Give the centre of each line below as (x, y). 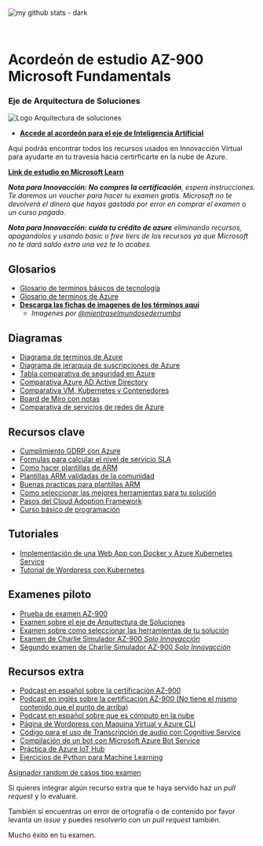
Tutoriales (33, 534)
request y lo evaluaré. (43, 796)
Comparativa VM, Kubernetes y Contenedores (94, 390)
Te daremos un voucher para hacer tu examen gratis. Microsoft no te (120, 196)
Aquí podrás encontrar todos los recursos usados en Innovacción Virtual (125, 149)
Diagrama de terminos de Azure (71, 357)
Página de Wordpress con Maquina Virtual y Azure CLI (108, 724)
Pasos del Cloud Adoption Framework (81, 501)
